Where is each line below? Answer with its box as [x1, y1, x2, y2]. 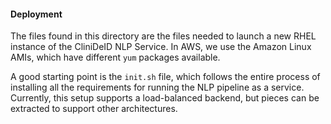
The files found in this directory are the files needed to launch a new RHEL [10, 30, 317, 42]
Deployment [10, 8, 63, 20]
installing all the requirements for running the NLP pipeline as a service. [10, 81, 305, 94]
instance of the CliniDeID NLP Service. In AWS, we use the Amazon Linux [10, 41, 312, 53]
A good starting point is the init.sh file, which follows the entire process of [10, 71, 321, 83]
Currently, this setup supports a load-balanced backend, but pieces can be [10, 92, 320, 104]
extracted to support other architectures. [10, 103, 178, 115]
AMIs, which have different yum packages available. [10, 51, 221, 64]
